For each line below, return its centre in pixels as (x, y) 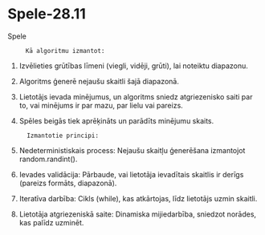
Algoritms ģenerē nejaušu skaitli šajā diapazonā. (99, 81)
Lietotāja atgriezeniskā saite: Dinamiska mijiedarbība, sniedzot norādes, (138, 214)
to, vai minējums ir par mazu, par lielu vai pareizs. (101, 105)
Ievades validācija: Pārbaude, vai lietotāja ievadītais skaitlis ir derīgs (131, 174)
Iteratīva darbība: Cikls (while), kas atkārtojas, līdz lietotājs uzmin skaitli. (138, 198)
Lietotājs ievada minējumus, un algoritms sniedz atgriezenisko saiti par (136, 96)
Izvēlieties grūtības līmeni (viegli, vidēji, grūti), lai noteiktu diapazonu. (133, 66)
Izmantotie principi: (63, 136)
